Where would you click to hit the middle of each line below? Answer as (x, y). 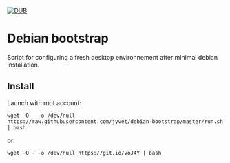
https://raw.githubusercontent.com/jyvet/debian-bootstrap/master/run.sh (115, 121)
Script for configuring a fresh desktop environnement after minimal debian (113, 57)
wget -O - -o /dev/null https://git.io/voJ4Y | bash (84, 153)
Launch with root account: (44, 102)
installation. (23, 65)
